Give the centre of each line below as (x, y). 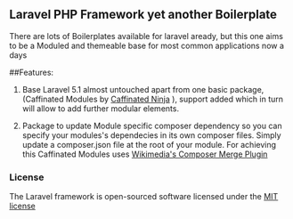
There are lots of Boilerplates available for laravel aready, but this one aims (146, 36)
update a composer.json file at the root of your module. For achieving (149, 144)
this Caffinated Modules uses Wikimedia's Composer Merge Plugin (145, 154)
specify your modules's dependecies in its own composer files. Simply (152, 135)
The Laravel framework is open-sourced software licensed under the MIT (144, 197)
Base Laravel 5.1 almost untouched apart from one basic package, (143, 89)
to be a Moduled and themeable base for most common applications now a (147, 45)
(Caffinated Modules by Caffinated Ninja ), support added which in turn (152, 99)
